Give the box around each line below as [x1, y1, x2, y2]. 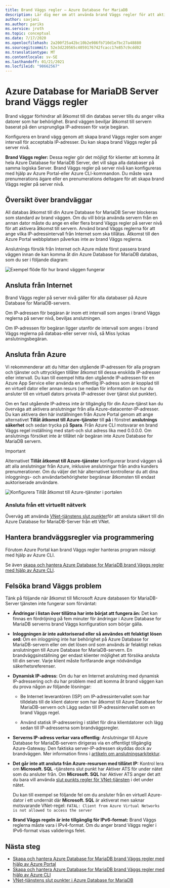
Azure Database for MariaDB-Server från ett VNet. [5, 518, 110, 524]
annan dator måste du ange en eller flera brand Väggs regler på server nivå [5, 220, 162, 226]
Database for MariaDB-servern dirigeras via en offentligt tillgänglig [12, 740, 152, 746]
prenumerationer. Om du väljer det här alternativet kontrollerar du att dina [5, 469, 158, 475]
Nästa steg [5, 842, 40, 851]
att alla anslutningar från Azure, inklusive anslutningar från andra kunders [5, 463, 158, 469]
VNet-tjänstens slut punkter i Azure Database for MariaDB [12, 877, 134, 883]
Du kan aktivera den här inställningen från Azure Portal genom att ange [5, 411, 153, 417]
